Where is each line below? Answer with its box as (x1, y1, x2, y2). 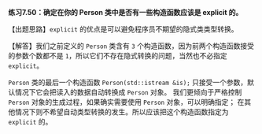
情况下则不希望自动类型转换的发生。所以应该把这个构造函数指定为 (14, 107, 229, 117)
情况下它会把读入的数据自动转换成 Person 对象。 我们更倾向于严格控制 (14, 87, 242, 97)
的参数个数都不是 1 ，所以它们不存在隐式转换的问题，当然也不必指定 (8, 51, 228, 60)
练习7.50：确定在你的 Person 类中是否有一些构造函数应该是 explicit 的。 (8, 8, 243, 17)
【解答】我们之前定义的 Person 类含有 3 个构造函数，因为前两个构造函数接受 (8, 41, 254, 50)
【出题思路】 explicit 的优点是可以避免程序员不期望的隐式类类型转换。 (8, 24, 238, 34)
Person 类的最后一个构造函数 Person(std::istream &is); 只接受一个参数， (8, 78, 248, 87)
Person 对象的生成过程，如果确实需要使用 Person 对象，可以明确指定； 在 (8, 98, 245, 106)
